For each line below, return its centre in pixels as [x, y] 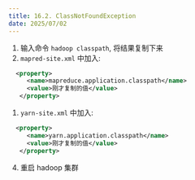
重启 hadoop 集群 [49, 167]
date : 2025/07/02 [38, 24]
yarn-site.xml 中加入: [56, 112]
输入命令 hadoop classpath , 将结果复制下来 [92, 48]
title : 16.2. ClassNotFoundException [72, 16]
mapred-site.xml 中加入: [61, 58]
